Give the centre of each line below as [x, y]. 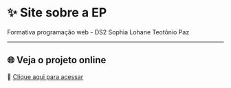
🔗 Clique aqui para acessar [45, 76]
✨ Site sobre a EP [57, 13]
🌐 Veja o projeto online [57, 60]
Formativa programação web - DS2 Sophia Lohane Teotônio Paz [98, 32]
